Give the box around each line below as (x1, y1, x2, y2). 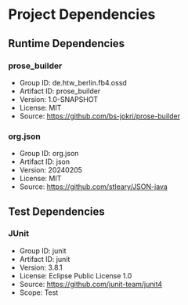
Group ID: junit (19, 245, 67, 256)
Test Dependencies (8, 205, 105, 218)
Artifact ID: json (19, 157, 70, 166)
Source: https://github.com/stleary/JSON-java (19, 182, 168, 191)
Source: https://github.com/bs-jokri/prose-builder (19, 111, 180, 121)
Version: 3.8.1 (19, 263, 63, 272)
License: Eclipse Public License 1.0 (19, 271, 132, 280)
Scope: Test (19, 288, 59, 297)
